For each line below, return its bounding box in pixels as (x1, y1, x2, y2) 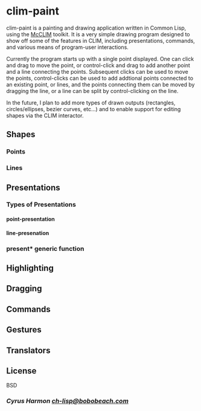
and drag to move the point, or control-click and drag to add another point (6, 62, 190, 69)
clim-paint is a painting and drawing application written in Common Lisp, (6, 24, 187, 31)
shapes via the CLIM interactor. (6, 112, 84, 119)
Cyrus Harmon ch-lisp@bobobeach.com (6, 397, 129, 406)
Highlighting (6, 263, 54, 273)
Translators (6, 345, 51, 355)
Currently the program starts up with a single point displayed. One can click (6, 55, 194, 62)
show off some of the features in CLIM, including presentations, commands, (6, 37, 195, 44)
